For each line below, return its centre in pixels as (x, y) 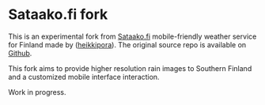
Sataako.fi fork (58, 15)
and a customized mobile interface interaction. (84, 77)
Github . (20, 53)
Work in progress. (37, 92)
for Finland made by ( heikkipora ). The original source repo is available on (127, 44)
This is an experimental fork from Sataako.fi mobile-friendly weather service (132, 36)
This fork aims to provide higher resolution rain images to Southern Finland (130, 68)
